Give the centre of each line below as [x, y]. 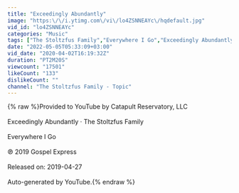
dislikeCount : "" [33, 80]
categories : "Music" [38, 34]
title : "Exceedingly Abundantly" [57, 14]
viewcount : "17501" [36, 67]
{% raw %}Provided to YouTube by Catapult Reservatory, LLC [98, 106]
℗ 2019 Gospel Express [42, 152]
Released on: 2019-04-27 [45, 167]
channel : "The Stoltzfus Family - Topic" [70, 87]
